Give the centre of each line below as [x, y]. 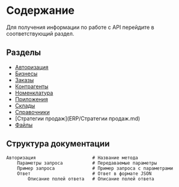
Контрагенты [32, 86]
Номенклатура [34, 93]
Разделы [24, 53]
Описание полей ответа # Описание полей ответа [91, 179]
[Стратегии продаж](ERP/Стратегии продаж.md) [77, 118]
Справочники [32, 112]
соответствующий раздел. [40, 33]
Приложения [31, 99]
